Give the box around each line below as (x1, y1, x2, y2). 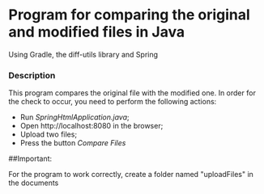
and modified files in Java (8, 23, 185, 41)
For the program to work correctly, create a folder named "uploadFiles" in (8, 170, 253, 179)
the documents (8, 178, 59, 188)
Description (8, 70, 56, 81)
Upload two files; (19, 129, 78, 139)
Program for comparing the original (8, 6, 251, 24)
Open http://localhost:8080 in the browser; (19, 121, 164, 131)
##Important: (8, 154, 53, 163)
